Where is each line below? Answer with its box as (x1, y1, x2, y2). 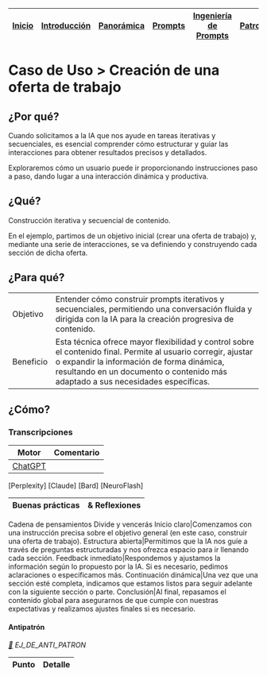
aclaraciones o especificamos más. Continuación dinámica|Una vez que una (8, 570, 258, 580)
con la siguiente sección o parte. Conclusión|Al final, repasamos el (8, 587, 226, 597)
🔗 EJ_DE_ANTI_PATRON (8, 639, 87, 650)
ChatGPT (12, 461, 46, 472)
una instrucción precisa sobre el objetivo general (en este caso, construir (8, 528, 248, 538)
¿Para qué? (8, 271, 65, 284)
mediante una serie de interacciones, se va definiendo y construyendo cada (8, 239, 257, 249)
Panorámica (98, 20, 145, 31)
